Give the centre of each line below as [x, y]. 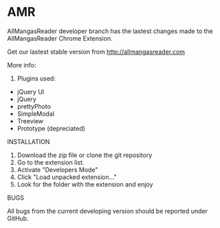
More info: [22, 65]
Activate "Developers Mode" [57, 169]
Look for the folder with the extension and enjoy [85, 184]
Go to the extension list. [51, 162]
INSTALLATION [29, 141]
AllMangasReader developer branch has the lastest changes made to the [110, 31]
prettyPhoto [34, 106]
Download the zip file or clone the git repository [85, 155]
